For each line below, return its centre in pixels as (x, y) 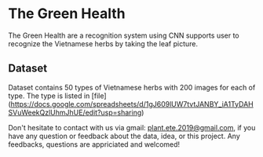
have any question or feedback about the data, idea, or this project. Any (124, 136)
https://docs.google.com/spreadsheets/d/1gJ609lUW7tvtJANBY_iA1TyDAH (132, 104)
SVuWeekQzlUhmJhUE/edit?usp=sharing (75, 112)
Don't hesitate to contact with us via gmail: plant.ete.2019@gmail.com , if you (132, 127)
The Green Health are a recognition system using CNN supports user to (124, 35)
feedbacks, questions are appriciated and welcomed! (94, 144)
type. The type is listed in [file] (58, 96)
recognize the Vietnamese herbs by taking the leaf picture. (103, 43)
